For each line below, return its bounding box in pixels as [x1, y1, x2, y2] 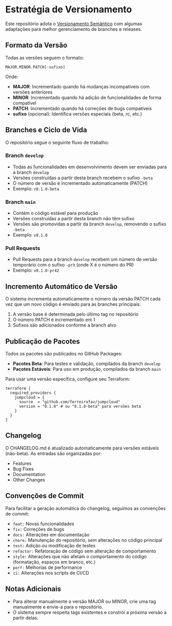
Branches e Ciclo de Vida [5, 126, 87, 135]
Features [12, 460, 32, 466]
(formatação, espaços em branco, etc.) [12, 559, 96, 565]
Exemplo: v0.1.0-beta [12, 185, 60, 192]
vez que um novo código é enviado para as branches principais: [5, 301, 141, 308]
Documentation [12, 471, 46, 477]
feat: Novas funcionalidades [12, 520, 74, 527]
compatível [12, 100, 37, 106]
